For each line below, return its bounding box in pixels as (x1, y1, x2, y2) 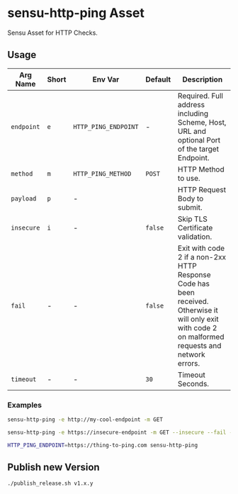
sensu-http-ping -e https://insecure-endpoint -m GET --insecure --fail (7, 429, 227, 436)
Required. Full (177, 91, 223, 101)
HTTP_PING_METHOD (73, 169, 132, 178)
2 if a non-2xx (177, 252, 227, 262)
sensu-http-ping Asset (7, 5, 145, 21)
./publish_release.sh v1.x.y (7, 480, 93, 487)
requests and (177, 340, 222, 350)
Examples (7, 400, 42, 410)
